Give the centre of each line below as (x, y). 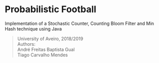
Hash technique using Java (33, 28)
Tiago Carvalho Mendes (43, 55)
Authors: (26, 44)
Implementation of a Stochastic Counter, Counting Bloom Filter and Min (79, 23)
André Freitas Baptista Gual (46, 49)
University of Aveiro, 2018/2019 (50, 39)
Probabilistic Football (50, 9)
